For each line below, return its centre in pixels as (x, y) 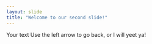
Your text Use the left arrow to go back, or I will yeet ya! (76, 34)
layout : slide (24, 12)
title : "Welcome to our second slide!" (57, 17)
